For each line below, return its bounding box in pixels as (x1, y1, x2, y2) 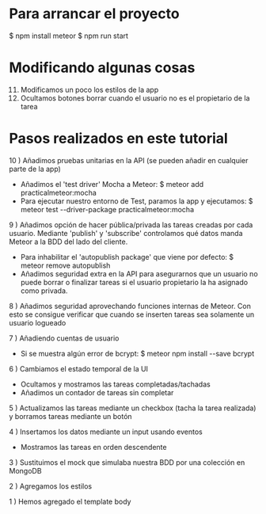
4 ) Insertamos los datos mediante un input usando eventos (9, 427, 203, 436)
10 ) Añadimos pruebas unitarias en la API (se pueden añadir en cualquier (9, 155, 249, 165)
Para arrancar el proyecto (9, 5, 180, 23)
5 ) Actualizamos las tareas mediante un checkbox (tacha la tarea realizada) (9, 403, 256, 413)
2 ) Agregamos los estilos (9, 481, 93, 491)
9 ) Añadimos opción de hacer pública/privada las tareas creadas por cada (9, 219, 253, 230)
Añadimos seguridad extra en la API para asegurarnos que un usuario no (20, 268, 258, 278)
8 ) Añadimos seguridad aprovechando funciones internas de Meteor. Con (9, 301, 252, 310)
